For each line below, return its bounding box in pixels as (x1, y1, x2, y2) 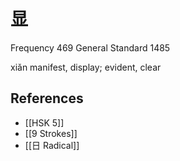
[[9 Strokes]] (24, 127, 78, 139)
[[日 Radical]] (24, 139, 80, 151)
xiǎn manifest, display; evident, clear (10, 61, 162, 73)
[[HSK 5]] (24, 116, 65, 129)
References (10, 90, 84, 107)
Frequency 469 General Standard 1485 (10, 41, 171, 54)
